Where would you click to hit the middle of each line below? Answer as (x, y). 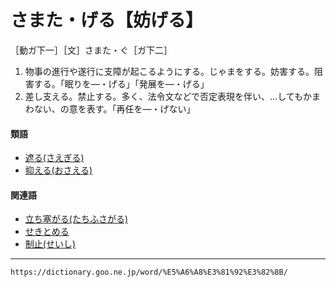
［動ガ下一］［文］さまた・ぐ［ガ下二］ (91, 50)
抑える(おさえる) (58, 170)
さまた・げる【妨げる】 (107, 20)
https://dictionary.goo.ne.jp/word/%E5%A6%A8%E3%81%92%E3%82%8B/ (149, 272)
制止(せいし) (50, 244)
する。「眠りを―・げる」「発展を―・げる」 (121, 83)
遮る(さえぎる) (54, 158)
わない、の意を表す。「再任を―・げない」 (110, 108)
